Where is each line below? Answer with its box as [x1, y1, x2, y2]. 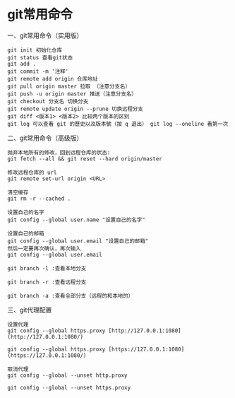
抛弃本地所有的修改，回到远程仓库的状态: [7, 149, 111, 156]
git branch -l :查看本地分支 [7, 264, 87, 272]
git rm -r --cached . [7, 195, 71, 202]
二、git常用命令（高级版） [7, 134, 83, 142]
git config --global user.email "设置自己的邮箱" [7, 238, 149, 245]
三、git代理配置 [7, 305, 52, 314]
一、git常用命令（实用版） [7, 31, 83, 40]
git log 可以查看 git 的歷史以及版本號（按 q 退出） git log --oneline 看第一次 [7, 120, 229, 127]
